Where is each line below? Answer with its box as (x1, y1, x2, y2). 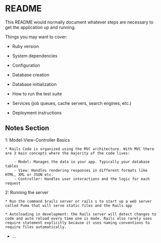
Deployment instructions (12, 110, 62, 116)
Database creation (12, 72, 50, 77)
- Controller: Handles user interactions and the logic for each (14, 176, 150, 181)
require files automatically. (5, 224, 67, 229)
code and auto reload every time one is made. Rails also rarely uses (5, 216, 152, 221)
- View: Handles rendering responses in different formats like (14, 168, 148, 173)
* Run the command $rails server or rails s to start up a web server (5, 199, 152, 204)
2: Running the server (5, 189, 49, 195)
